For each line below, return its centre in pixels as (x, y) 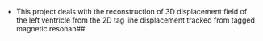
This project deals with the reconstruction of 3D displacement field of (131, 12)
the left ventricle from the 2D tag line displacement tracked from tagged (136, 20)
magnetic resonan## (50, 29)
